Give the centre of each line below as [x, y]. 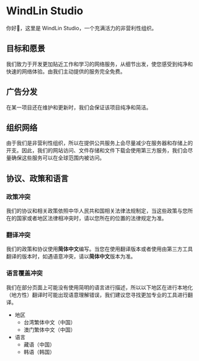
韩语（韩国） [39, 352]
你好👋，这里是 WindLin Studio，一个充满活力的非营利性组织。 [81, 28]
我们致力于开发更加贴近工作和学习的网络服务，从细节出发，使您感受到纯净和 [99, 64]
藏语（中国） [39, 344]
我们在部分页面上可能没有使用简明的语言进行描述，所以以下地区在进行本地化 [99, 287]
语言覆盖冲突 [25, 273]
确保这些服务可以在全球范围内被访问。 [58, 158]
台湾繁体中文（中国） [49, 322]
